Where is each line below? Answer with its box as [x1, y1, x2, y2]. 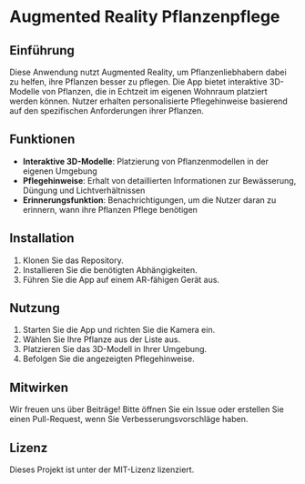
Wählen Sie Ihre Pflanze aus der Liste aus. [22, 334, 180, 345]
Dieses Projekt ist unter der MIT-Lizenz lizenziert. [9, 464, 195, 475]
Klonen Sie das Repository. [22, 255, 125, 266]
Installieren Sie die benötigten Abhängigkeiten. [22, 264, 198, 275]
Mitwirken [9, 379, 69, 395]
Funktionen [9, 132, 76, 147]
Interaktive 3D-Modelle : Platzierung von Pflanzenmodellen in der [22, 156, 269, 166]
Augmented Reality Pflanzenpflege [9, 6, 280, 27]
